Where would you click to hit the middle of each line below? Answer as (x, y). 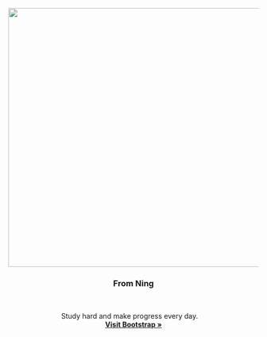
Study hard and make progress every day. (130, 316)
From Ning (133, 283)
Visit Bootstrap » (133, 325)
